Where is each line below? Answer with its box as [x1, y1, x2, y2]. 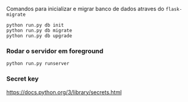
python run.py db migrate [6, 27, 72, 33]
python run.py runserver [6, 61, 70, 67]
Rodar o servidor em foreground [6, 47, 104, 55]
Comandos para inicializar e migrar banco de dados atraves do [6, 5, 165, 12]
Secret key [6, 75, 39, 83]
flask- [165, 6, 183, 12]
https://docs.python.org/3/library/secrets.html [6, 88, 122, 96]
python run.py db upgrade [6, 33, 72, 39]
